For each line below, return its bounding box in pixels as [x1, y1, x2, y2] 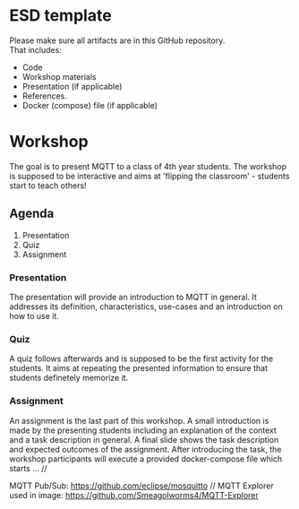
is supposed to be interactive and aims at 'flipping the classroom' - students [9, 170, 290, 181]
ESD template [9, 5, 112, 26]
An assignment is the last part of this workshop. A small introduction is [9, 415, 269, 426]
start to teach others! [9, 180, 87, 191]
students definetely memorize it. [9, 373, 129, 384]
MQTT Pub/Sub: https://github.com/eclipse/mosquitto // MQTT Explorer [9, 480, 275, 491]
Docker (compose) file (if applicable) [21, 99, 158, 110]
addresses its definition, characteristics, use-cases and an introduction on [9, 301, 284, 312]
